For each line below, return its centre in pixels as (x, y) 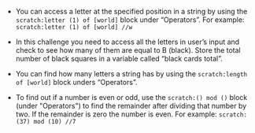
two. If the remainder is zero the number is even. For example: (116, 114)
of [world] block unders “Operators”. (76, 82)
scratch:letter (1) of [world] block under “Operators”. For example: (130, 20)
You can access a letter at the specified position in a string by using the (131, 11)
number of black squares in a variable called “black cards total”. (119, 59)
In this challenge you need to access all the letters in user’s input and (128, 42)
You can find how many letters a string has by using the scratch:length (131, 74)
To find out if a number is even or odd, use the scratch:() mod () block (131, 97)
